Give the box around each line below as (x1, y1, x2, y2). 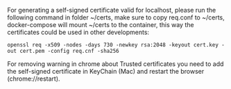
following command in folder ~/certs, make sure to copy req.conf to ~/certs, (7, 13, 225, 22)
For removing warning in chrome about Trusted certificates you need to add (7, 60, 224, 68)
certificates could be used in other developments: (7, 28, 150, 36)
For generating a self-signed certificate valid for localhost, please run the (7, 6, 216, 14)
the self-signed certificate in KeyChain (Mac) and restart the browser (7, 67, 205, 75)
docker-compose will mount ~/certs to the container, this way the (7, 21, 194, 29)
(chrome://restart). (7, 74, 60, 83)
